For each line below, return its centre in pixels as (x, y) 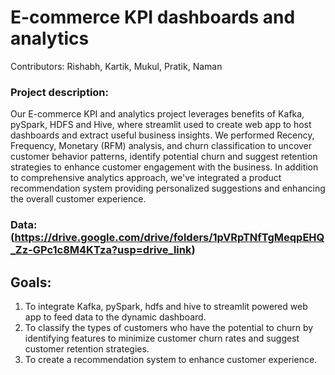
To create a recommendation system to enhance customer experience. (171, 359)
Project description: (59, 92)
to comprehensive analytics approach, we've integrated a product (146, 178)
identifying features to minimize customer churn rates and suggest (162, 338)
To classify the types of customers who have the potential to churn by (169, 327)
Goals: (31, 282)
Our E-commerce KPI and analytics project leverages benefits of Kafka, (157, 114)
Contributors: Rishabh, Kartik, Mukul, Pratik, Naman (116, 66)
